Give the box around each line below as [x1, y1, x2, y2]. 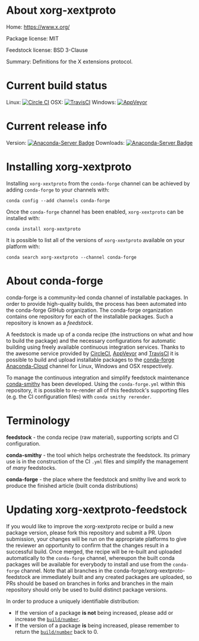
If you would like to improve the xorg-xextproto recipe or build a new [6, 522, 174, 529]
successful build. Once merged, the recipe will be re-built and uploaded [6, 548, 182, 555]
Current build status [6, 79, 108, 92]
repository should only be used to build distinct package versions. [6, 586, 168, 593]
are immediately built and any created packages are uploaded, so [31, 573, 192, 580]
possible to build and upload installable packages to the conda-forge [6, 356, 175, 363]
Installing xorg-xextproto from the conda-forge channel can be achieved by [6, 179, 190, 187]
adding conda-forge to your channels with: [6, 186, 110, 193]
